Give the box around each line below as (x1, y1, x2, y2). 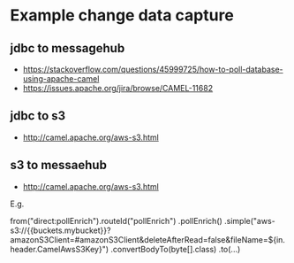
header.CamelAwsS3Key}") (10, 244, 109, 254)
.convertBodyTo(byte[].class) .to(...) (110, 244, 241, 254)
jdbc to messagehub (10, 41, 125, 56)
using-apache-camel (22, 73, 100, 84)
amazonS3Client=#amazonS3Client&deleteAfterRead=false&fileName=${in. (10, 234, 286, 244)
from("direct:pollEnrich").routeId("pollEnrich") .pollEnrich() (10, 215, 223, 226)
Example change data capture (10, 5, 235, 26)
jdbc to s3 (10, 108, 66, 124)
